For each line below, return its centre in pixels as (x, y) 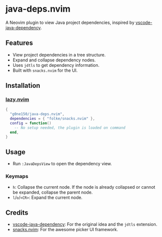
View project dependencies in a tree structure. (59, 55)
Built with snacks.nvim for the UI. (45, 70)
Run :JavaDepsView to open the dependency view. (62, 164)
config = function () (31, 123)
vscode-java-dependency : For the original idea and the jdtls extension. (85, 224)
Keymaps (17, 177)
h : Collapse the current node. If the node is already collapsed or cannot (84, 187)
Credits (17, 213)
